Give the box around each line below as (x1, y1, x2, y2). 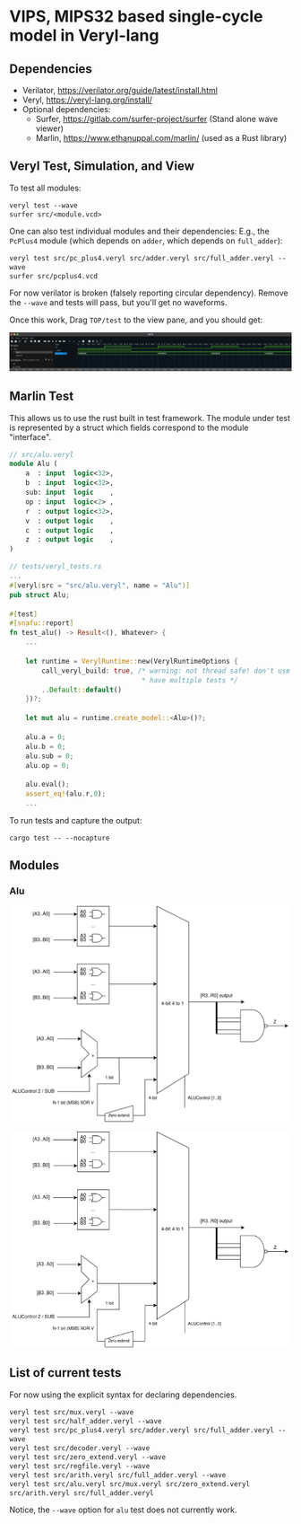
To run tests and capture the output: (9, 815, 142, 825)
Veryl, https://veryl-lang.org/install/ (21, 94, 152, 105)
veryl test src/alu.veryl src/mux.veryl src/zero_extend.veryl (9, 1479, 251, 1488)
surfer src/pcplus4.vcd (9, 271, 99, 280)
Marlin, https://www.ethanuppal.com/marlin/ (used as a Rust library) (35, 133, 288, 143)
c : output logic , (25, 525, 115, 535)
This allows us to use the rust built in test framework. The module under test (9, 412, 291, 423)
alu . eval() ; (25, 780, 70, 789)
